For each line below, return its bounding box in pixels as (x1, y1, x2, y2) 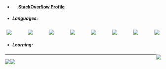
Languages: (12, 15, 38, 21)
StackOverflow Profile (18, 4, 65, 10)
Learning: (12, 41, 33, 48)
